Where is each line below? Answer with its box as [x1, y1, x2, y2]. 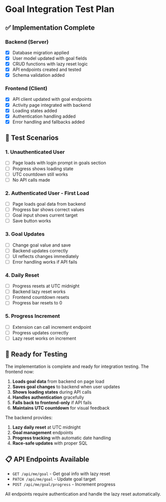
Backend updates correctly [12, 248, 68, 253]
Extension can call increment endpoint [12, 324, 91, 330]
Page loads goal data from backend [12, 201, 86, 207]
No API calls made [12, 177, 50, 183]
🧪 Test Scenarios [5, 134, 59, 142]
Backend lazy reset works [12, 288, 66, 295]
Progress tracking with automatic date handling [12, 435, 111, 441]
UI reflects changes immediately [12, 253, 79, 259]
